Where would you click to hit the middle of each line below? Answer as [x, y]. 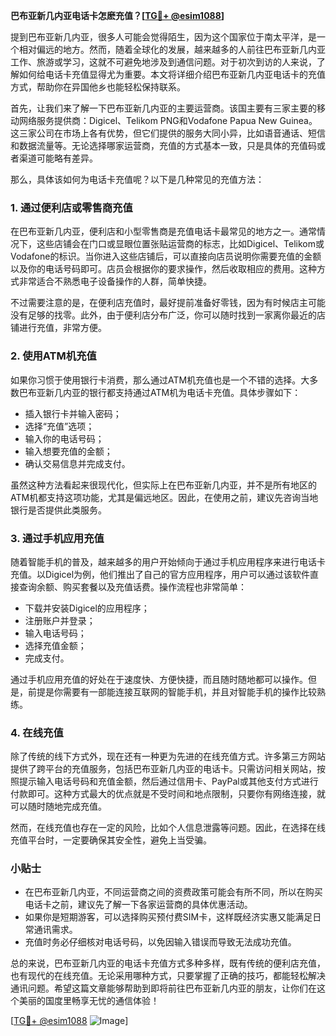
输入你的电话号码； [64, 438]
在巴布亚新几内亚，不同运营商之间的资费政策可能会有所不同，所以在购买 [173, 892]
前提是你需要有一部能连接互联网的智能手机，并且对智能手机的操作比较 [172, 691]
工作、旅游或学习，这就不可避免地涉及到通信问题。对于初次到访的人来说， [163, 62]
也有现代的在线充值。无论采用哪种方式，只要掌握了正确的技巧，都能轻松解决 [168, 976]
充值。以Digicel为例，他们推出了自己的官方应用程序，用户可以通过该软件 [160, 574]
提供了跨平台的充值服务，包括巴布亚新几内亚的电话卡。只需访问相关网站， [163, 769]
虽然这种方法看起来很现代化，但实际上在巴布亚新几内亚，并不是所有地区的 [163, 485]
